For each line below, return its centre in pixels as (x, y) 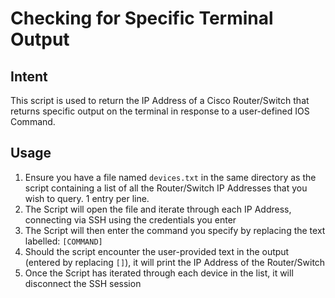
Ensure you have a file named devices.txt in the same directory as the (170, 177)
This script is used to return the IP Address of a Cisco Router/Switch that (160, 100)
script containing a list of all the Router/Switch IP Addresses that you (166, 188)
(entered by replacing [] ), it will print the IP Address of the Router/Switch (175, 262)
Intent (29, 76)
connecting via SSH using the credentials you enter (130, 219)
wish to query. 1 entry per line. (87, 198)
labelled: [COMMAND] (63, 241)
